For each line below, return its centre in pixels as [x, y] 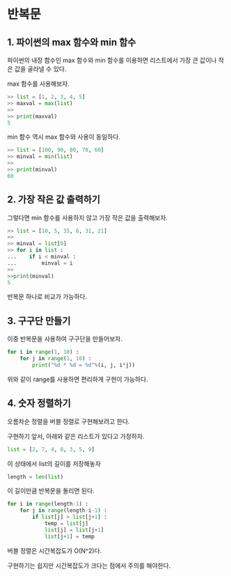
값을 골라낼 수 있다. [40, 69]
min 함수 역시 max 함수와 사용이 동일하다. [64, 137]
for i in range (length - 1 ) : [48, 504]
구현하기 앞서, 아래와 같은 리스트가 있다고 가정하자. [76, 436]
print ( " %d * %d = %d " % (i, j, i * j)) [84, 365]
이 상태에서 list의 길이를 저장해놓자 [54, 463]
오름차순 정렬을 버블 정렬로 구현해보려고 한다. [69, 421]
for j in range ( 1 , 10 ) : [56, 359]
